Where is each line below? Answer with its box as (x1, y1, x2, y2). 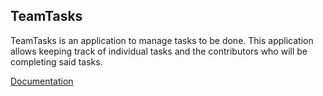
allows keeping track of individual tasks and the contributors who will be (10, 45, 308, 57)
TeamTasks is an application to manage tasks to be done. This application (10, 34, 314, 46)
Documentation (10, 75, 74, 87)
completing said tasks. (10, 55, 103, 68)
